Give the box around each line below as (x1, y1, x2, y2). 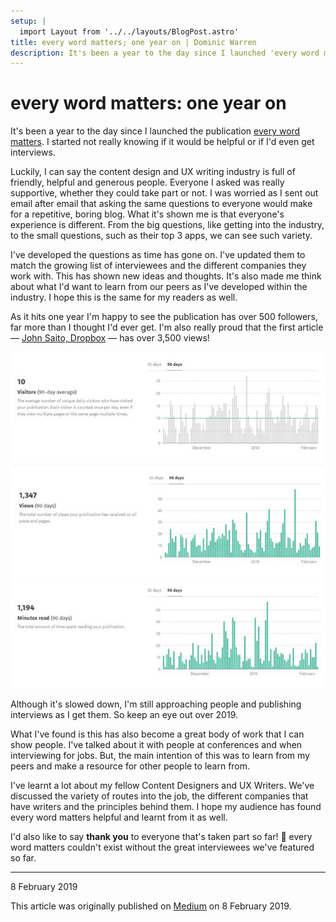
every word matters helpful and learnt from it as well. (10, 811, 228, 824)
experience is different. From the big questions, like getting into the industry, (10, 219, 325, 231)
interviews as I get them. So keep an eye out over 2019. (10, 709, 238, 721)
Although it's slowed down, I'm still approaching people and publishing (10, 698, 302, 710)
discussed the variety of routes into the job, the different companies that (10, 790, 309, 802)
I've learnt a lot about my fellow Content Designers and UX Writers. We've (10, 780, 315, 792)
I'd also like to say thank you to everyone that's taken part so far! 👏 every (10, 831, 313, 843)
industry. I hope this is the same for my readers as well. (10, 291, 238, 304)
